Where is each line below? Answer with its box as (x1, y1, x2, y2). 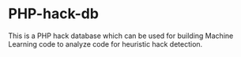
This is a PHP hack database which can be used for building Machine (8, 31, 234, 40)
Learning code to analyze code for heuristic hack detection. (8, 39, 203, 48)
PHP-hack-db (8, 5, 99, 23)
